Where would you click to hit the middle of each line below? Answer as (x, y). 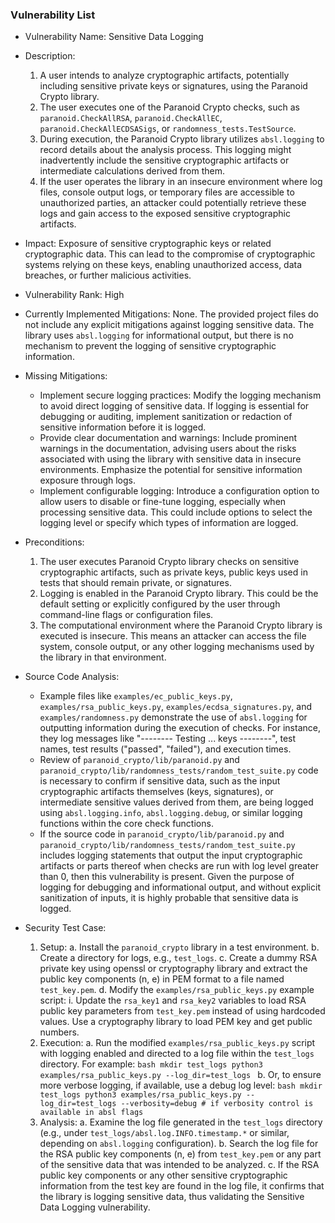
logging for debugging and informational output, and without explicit (180, 887)
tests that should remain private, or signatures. (135, 583)
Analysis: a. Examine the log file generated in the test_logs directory (181, 1122)
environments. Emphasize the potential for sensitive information (171, 470)
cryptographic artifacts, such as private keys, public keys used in (173, 572)
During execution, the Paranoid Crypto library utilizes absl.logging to (182, 139)
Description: (50, 56)
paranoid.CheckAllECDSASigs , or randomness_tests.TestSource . (168, 129)
